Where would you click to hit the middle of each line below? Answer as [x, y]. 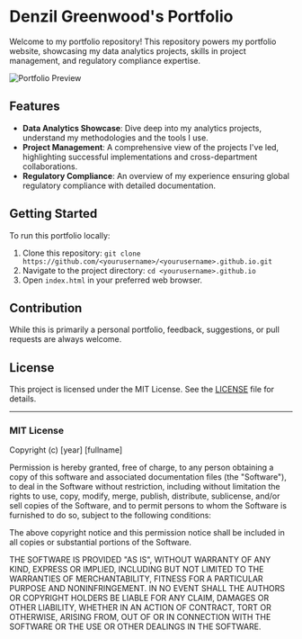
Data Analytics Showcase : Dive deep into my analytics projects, [142, 128]
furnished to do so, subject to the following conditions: [110, 516]
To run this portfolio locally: [60, 235]
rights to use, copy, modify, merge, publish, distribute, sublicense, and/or [145, 496]
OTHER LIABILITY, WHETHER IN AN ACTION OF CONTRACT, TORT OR [140, 607]
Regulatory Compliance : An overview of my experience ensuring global [156, 175]
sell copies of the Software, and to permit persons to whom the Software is [148, 506]
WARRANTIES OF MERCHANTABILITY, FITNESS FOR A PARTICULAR [136, 579]
